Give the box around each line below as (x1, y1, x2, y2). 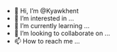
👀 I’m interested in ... (13, 14, 74, 22)
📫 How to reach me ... (13, 37, 80, 45)
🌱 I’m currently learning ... (13, 22, 90, 30)
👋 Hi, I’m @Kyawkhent (13, 7, 79, 15)
